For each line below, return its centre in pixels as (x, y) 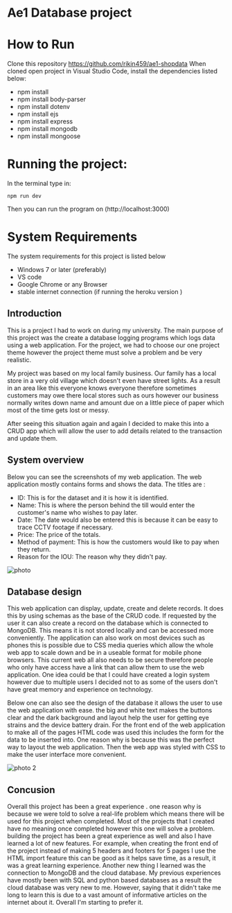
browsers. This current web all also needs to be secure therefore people (110, 660)
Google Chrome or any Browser (62, 284)
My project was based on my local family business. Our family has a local (112, 373)
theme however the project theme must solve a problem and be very (105, 352)
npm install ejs (38, 114)
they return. (34, 549)
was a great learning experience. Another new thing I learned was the (107, 866)
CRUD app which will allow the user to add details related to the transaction (115, 431)
